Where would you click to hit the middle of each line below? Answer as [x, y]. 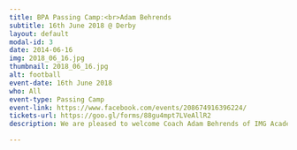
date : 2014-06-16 [41, 50]
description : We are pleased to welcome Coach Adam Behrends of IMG [138, 124]
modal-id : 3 [31, 42]
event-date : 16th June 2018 [61, 83]
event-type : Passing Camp [57, 99]
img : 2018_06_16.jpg [47, 58]
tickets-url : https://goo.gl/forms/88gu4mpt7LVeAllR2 [110, 116]
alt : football [35, 75]
